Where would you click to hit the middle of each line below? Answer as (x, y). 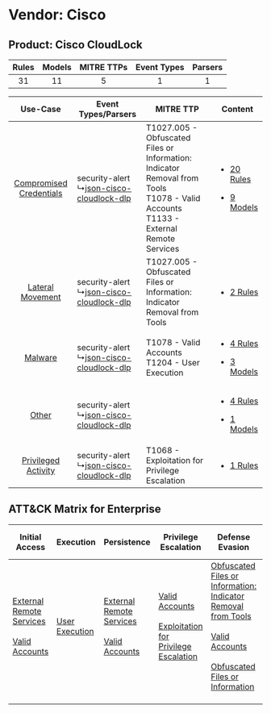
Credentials (41, 193)
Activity (41, 471)
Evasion (234, 547)
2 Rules (244, 292)
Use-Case (41, 109)
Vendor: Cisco (57, 15)
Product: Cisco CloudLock (75, 45)
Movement (41, 297)
